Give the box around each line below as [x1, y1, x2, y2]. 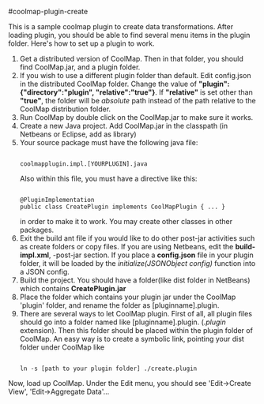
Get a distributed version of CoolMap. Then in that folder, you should [19, 54, 243, 63]
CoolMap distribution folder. [19, 104, 111, 114]
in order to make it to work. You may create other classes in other [19, 217, 233, 226]
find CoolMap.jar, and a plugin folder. [19, 62, 141, 72]
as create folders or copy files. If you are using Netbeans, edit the [19, 242, 234, 251]
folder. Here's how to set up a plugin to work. [8, 39, 155, 48]
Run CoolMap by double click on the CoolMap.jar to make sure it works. [19, 113, 254, 122]
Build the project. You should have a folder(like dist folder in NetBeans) [19, 275, 251, 285]
